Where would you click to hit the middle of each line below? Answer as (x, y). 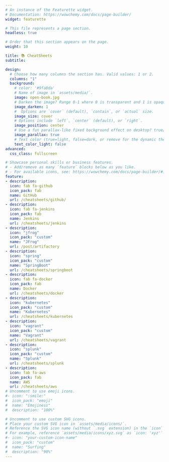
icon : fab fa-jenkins (32, 209)
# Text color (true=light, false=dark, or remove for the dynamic (85, 139)
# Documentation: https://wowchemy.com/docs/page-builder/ (68, 15)
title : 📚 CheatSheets (29, 56)
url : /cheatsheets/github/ (38, 200)
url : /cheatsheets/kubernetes (41, 317)
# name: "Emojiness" (28, 405)
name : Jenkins (24, 218)
